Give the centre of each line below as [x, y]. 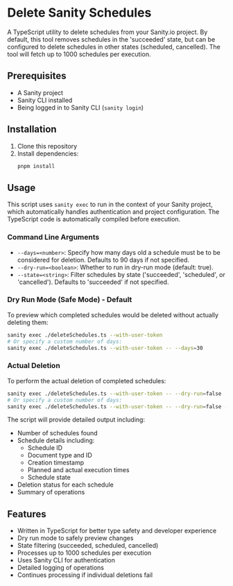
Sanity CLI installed [45, 100]
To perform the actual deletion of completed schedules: [87, 380]
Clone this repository [47, 146]
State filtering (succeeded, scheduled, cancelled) [88, 546]
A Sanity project [40, 92]
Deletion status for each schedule [66, 485]
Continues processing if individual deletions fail [85, 575]
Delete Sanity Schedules [79, 13]
